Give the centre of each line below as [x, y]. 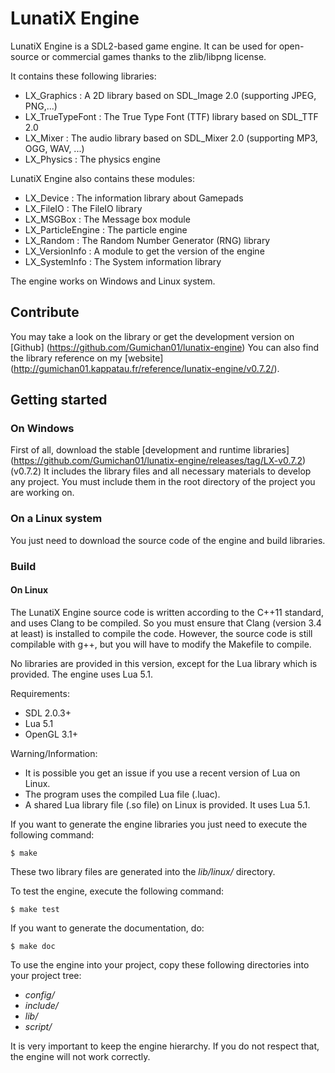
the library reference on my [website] [87, 358]
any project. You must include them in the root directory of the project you [163, 482]
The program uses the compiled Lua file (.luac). [122, 794]
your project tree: [46, 975]
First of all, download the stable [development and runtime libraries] [150, 450]
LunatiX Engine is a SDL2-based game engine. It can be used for [143, 46]
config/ [39, 994]
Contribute [45, 312]
